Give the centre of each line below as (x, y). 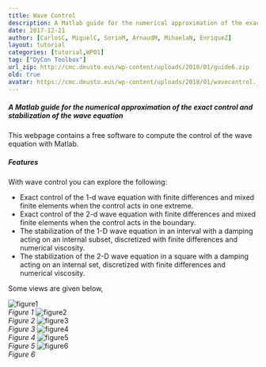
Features (23, 162)
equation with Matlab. (44, 144)
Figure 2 (22, 321)
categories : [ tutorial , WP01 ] (56, 52)
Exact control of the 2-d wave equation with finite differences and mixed (137, 214)
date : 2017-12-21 (37, 30)
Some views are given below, (56, 289)
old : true (25, 75)
